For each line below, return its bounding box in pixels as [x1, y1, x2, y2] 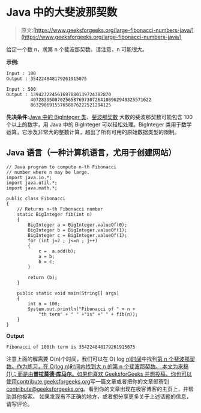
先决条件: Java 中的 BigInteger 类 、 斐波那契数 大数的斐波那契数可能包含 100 [6, 113, 193, 120]
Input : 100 [6, 70, 36, 76]
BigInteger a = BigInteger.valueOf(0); [28, 222, 128, 228]
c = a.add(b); [38, 248, 77, 254]
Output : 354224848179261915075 [6, 76, 87, 82]
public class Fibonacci [6, 195, 66, 201]
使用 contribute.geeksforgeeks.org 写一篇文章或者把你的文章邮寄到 [6, 378, 169, 385]
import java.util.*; [6, 180, 58, 186]
